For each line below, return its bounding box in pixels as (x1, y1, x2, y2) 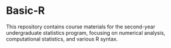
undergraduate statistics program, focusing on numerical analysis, (6, 29, 166, 36)
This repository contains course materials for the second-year (6, 23, 156, 30)
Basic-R (6, 4, 46, 17)
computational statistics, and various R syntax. (6, 35, 118, 42)
